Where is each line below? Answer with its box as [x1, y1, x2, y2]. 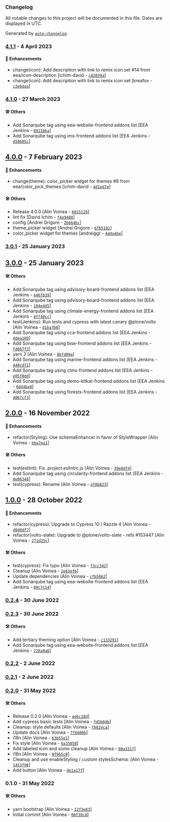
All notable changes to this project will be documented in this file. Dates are [5, 15, 163, 21]
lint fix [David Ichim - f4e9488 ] [12, 214, 75, 220]
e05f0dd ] [12, 372, 31, 379]
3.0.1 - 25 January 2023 [5, 243, 65, 250]
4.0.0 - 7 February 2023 [5, 152, 82, 161]
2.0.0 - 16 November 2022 [5, 409, 90, 417]
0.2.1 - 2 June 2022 [5, 674, 54, 681]
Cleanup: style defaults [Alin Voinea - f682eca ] [12, 724, 110, 730]
